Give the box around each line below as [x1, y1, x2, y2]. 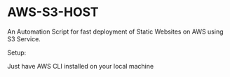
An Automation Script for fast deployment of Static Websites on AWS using [7, 27, 224, 36]
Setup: [7, 48, 27, 57]
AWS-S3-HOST [7, 4, 100, 20]
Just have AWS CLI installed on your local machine [7, 62, 154, 70]
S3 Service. [7, 34, 41, 43]
